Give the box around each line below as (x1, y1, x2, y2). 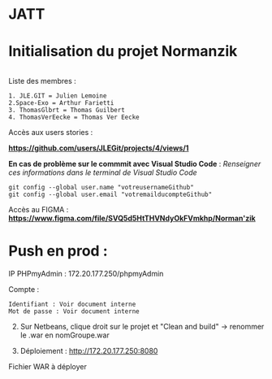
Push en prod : (8, 242, 108, 260)
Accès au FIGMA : (8, 205, 69, 215)
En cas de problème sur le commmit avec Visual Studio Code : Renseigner (8, 159, 261, 169)
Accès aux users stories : (8, 128, 93, 137)
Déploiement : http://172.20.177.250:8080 (19, 346, 158, 356)
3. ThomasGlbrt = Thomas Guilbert (8, 107, 126, 115)
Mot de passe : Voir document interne (8, 307, 140, 316)
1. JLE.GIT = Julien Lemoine (8, 92, 107, 100)
